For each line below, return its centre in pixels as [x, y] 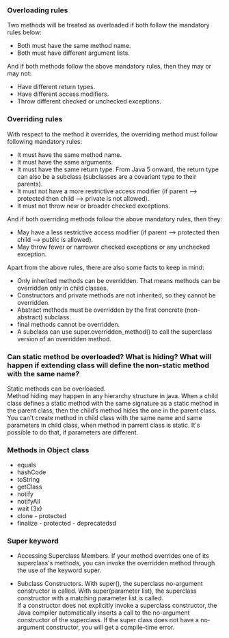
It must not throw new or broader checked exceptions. [93, 206]
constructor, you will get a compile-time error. [110, 627]
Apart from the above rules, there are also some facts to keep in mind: [106, 267]
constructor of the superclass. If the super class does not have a [108, 620]
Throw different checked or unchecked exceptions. [89, 101]
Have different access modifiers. [63, 94]
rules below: [25, 32]
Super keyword [33, 541]
